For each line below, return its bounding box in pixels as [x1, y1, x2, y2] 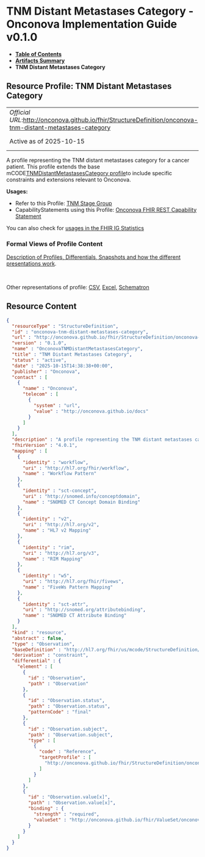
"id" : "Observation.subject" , [28, 726, 108, 732]
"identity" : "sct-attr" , [22, 601, 88, 607]
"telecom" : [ [22, 391, 59, 397]
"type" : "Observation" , [12, 641, 75, 647]
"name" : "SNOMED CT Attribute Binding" [22, 612, 127, 619]
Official [9, 108, 31, 117]
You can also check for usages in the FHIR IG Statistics [6, 224, 145, 231]
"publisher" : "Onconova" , [12, 368, 81, 375]
